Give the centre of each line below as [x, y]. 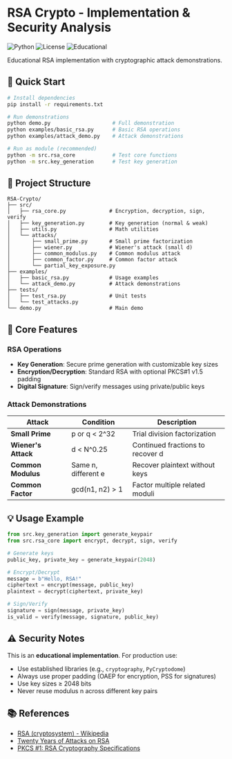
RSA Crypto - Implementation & [99, 13]
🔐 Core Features [42, 330]
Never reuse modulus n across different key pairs [87, 690]
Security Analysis [59, 27]
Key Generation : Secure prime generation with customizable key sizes [118, 365]
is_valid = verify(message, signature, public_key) [83, 617]
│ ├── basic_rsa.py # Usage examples [83, 278]
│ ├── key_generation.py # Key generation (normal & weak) [108, 223]
